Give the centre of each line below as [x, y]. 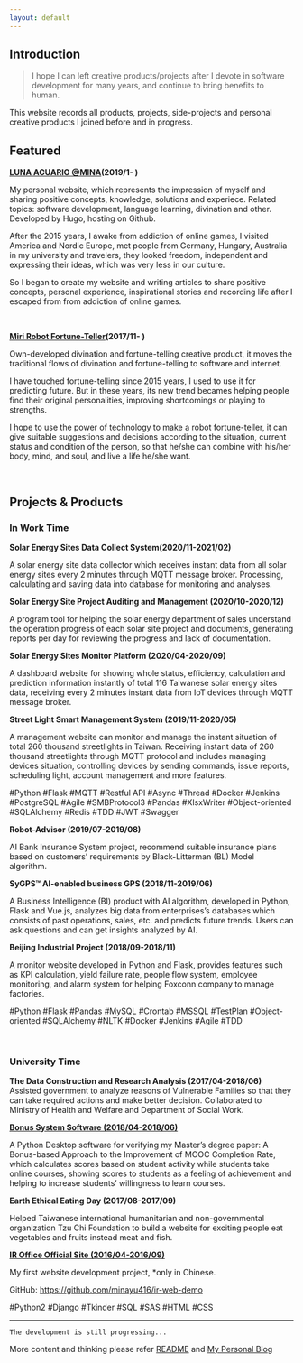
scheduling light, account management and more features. [118, 775]
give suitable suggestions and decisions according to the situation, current [148, 437]
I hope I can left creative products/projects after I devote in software [158, 76]
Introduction [45, 55]
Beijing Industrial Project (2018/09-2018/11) [92, 947]
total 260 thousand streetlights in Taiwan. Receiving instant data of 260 [142, 746]
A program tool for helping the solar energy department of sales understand [150, 618]
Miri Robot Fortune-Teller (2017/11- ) [78, 337]
